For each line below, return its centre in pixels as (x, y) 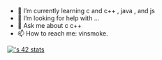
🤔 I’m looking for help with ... (58, 18)
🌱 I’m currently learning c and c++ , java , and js (86, 11)
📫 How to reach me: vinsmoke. (62, 33)
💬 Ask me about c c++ (50, 25)
